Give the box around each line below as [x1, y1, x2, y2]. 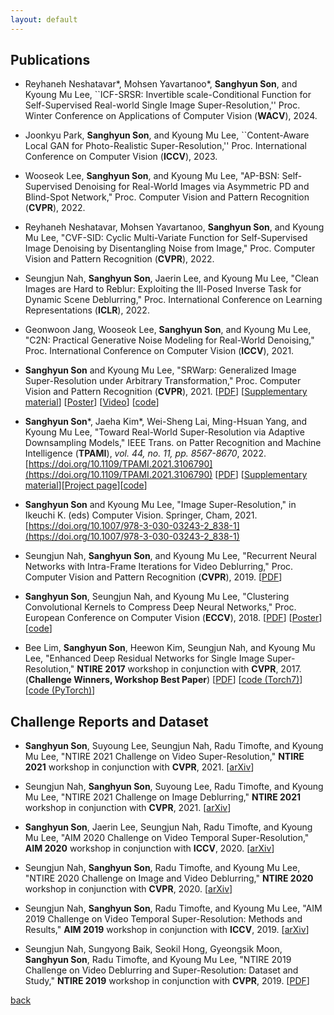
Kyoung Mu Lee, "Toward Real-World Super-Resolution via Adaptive [24, 426, 305, 438]
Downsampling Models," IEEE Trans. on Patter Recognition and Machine [24, 437, 322, 449]
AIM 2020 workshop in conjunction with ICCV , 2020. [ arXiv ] [24, 842, 275, 855]
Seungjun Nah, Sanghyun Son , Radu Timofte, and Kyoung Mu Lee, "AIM [24, 902, 323, 915]
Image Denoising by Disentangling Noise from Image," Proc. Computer [24, 242, 316, 255]
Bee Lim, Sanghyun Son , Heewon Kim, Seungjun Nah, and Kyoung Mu [24, 642, 316, 654]
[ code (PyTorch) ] [24, 684, 96, 696]
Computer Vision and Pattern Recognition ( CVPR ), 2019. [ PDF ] [24, 571, 283, 583]
